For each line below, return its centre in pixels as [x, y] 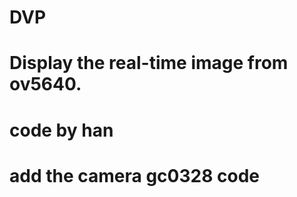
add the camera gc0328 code [134, 175]
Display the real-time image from [149, 63]
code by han [61, 130]
